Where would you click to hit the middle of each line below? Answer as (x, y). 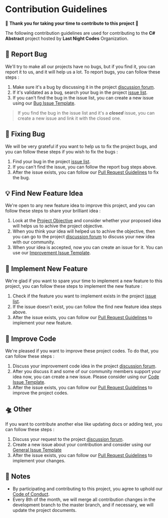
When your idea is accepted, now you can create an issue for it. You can (88, 247)
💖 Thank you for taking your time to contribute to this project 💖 (72, 23)
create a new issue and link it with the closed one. (69, 118)
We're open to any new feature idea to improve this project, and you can (80, 205)
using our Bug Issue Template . (44, 103)
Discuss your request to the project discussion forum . (68, 439)
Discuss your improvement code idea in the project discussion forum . (85, 366)
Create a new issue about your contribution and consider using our (82, 444)
